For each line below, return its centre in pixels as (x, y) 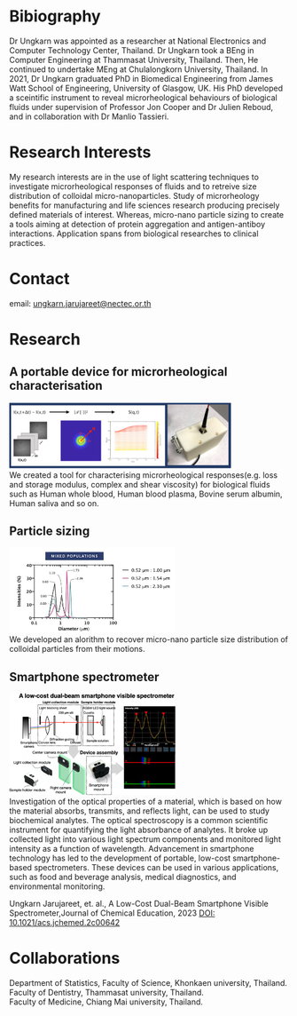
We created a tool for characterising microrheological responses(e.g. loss (144, 475)
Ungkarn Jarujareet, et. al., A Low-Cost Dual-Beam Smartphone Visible (139, 904)
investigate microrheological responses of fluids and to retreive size (133, 186)
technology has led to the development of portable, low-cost (120, 858)
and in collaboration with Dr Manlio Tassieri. (89, 116)
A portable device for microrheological (118, 372)
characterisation (56, 386)
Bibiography (55, 16)
